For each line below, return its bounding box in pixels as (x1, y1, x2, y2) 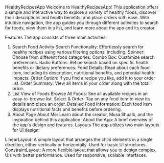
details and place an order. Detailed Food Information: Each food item (12, 101, 152, 107)
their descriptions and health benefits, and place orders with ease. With (5, 15, 149, 20)
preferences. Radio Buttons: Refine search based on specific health (12, 60, 148, 65)
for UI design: (12, 127, 40, 133)
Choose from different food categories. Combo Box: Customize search (12, 54, 155, 60)
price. (12, 86, 24, 91)
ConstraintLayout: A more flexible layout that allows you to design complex (5, 147, 156, 153)
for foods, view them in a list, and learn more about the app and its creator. (5, 25, 156, 31)
